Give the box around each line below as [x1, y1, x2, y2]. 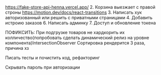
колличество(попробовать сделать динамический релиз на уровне [5, 35, 150, 40]
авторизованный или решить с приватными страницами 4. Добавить [5, 15, 153, 20]
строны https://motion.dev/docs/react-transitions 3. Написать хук [5, 9, 142, 15]
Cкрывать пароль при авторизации [5, 64, 80, 70]
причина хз [5, 45, 29, 51]
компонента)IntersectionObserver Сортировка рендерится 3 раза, [5, 40, 146, 46]
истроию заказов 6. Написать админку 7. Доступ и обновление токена [5, 20, 156, 26]
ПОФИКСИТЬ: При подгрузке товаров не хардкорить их [5, 30, 125, 35]
